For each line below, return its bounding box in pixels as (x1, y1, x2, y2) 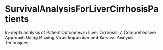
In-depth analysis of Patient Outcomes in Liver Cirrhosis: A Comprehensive (5, 29, 156, 35)
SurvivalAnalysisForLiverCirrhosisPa (5, 3, 159, 14)
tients (5, 13, 29, 25)
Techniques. (5, 39, 30, 45)
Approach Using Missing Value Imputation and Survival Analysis (5, 35, 134, 40)
